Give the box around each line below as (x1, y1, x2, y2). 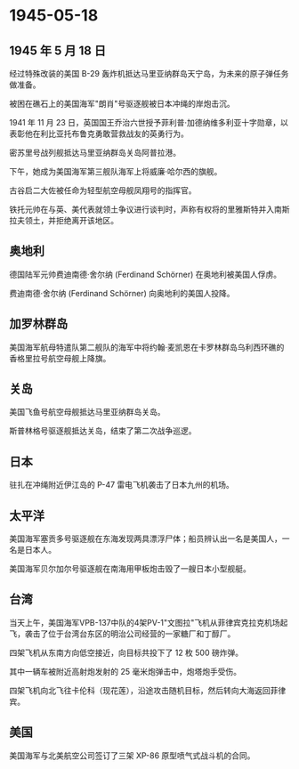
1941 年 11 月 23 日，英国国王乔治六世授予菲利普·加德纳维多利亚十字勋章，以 (9, 117, 289, 127)
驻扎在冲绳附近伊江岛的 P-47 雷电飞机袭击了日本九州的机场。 (9, 480, 234, 490)
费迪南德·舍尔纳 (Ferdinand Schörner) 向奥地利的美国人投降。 (9, 287, 235, 298)
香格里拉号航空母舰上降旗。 (9, 352, 111, 363)
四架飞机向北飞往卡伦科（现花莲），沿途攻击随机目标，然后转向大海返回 (9, 684, 271, 695)
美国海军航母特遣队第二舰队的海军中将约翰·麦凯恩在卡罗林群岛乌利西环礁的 (9, 342, 285, 352)
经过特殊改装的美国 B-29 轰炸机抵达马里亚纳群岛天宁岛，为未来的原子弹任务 (9, 69, 289, 78)
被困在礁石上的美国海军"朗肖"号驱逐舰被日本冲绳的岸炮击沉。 (9, 99, 236, 109)
